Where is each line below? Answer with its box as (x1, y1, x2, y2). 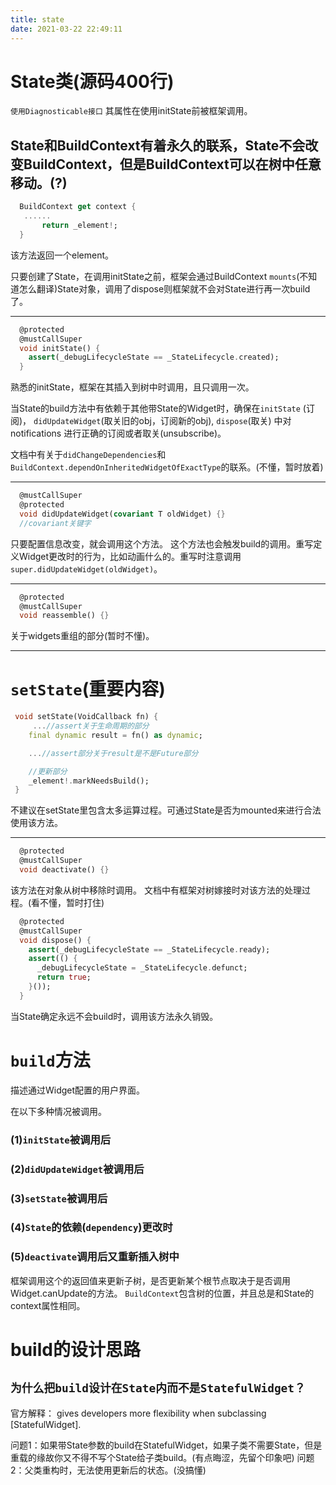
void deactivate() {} (19, 865, 110, 875)
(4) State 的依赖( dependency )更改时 (10, 1221, 173, 1235)
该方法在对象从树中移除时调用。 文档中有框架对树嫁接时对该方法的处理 (10, 884, 302, 896)
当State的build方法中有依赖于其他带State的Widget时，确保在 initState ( (10, 402, 307, 415)
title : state (10, 14, 65, 25)
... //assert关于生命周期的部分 (32, 721, 150, 731)
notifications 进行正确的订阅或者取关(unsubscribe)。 (10, 427, 227, 440)
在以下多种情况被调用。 (10, 1105, 107, 1117)
